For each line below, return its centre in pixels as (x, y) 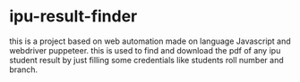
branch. (24, 70)
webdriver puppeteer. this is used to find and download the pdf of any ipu (145, 50)
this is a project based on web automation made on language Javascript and (150, 41)
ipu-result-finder (73, 16)
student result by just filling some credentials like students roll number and (146, 60)
